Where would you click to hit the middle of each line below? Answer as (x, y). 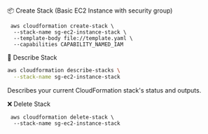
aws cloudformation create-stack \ (62, 26)
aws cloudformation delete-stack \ (62, 117)
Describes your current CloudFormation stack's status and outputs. (104, 90)
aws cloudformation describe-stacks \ (64, 70)
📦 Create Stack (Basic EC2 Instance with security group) (90, 11)
